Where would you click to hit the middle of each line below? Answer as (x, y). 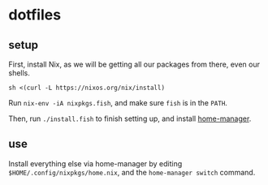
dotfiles (35, 15)
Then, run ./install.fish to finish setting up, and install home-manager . (130, 118)
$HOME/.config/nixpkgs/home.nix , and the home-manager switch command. (132, 172)
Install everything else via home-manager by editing (95, 163)
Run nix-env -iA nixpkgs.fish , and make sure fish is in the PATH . (118, 103)
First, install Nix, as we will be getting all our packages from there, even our (134, 64)
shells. (19, 73)
